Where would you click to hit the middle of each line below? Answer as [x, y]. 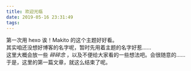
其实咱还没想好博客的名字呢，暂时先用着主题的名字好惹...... [79, 47]
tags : [13, 22]
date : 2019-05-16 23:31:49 [40, 17]
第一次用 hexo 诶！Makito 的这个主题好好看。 [62, 40]
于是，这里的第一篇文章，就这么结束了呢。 [58, 62]
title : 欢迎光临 [24, 12]
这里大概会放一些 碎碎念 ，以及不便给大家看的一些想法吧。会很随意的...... [96, 55]
